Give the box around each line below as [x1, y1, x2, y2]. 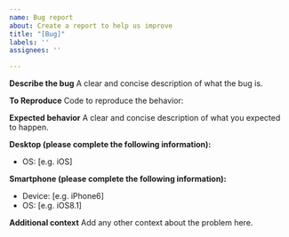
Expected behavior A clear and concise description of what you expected [9, 113, 281, 123]
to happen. [9, 122, 49, 133]
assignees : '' [9, 46, 62, 55]
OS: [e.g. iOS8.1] [21, 201, 83, 211]
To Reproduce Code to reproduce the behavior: [9, 95, 184, 107]
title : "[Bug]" [9, 29, 66, 38]
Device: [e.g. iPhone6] [21, 191, 105, 201]
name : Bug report [9, 12, 74, 22]
